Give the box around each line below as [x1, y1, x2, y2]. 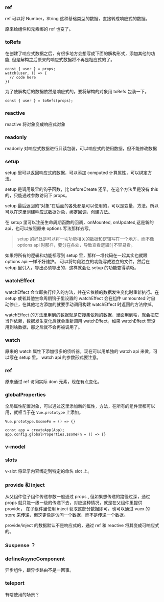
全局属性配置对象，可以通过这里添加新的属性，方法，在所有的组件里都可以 [5, 403, 155, 409]
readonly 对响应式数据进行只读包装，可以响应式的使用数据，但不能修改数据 [5, 146, 157, 151]
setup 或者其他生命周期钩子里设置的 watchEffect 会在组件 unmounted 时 [5, 295, 151, 301]
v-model [5, 443, 26, 450]
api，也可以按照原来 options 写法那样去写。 [5, 226, 93, 231]
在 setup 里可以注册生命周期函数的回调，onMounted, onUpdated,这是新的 [5, 220, 154, 226]
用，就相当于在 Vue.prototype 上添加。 [5, 409, 83, 415]
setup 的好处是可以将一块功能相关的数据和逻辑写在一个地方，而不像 [17, 236, 154, 242]
